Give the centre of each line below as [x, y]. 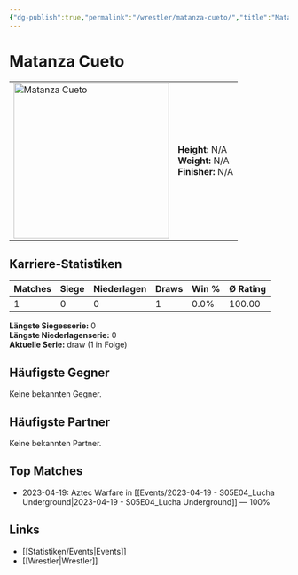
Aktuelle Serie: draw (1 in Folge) [68, 345]
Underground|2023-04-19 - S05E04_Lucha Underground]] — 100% [146, 501]
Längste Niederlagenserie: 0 [63, 335]
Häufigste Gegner [59, 372]
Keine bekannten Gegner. [55, 394]
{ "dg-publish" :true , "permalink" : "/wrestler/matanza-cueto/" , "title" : [141, 17]
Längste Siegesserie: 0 [52, 326]
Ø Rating [248, 289]
